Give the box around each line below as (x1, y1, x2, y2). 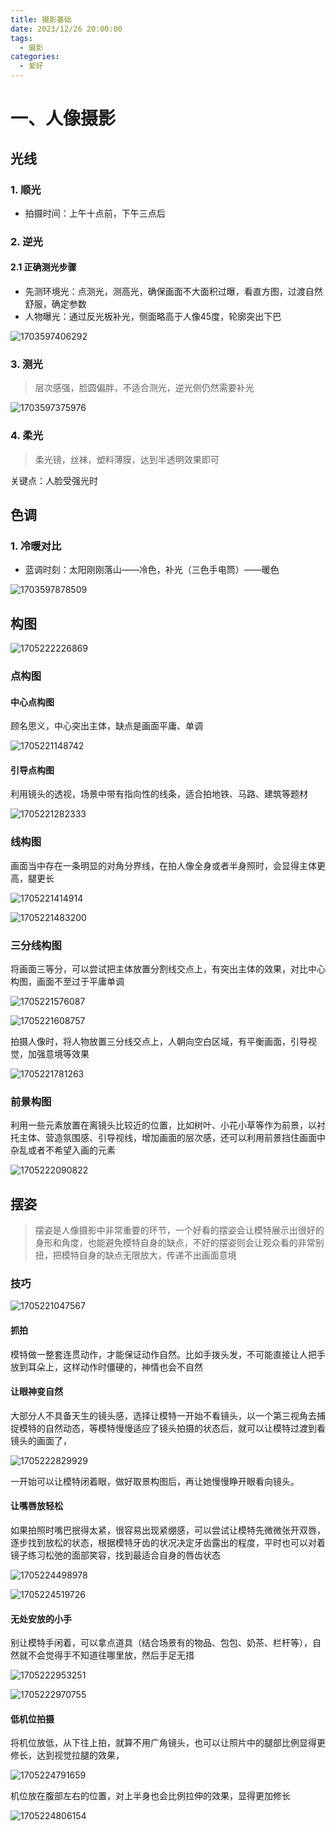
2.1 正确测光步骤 (10, 261, 77, 273)
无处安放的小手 (10, 1612, 72, 1625)
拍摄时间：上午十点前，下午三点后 (24, 207, 166, 219)
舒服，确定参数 (24, 298, 87, 310)
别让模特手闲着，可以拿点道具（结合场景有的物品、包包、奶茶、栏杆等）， (10, 1637, 313, 1649)
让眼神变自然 (10, 1386, 63, 1398)
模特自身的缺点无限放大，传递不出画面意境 (61, 1249, 237, 1261)
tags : (10, 33, 33, 43)
